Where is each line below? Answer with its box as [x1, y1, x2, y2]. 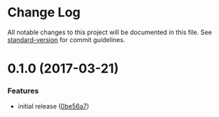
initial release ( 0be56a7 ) [17, 102, 89, 111]
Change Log [7, 4, 81, 21]
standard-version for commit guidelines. [7, 35, 126, 44]
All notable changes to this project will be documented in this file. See [7, 28, 213, 36]
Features [7, 86, 39, 96]
